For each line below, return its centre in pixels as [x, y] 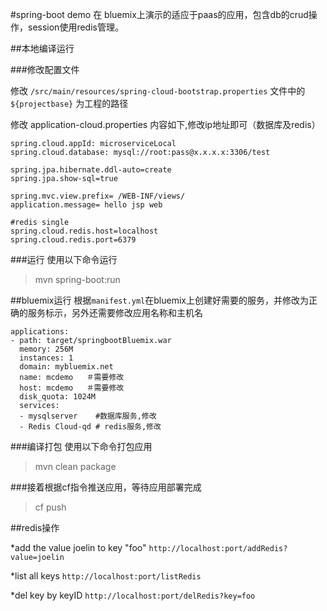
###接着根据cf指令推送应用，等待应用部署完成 [106, 487]
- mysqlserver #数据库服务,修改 [88, 416]
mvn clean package [75, 466]
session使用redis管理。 [75, 27]
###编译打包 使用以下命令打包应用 [81, 446]
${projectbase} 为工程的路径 [69, 103]
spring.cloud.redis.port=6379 [73, 240]
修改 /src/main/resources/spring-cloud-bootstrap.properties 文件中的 [158, 91]
